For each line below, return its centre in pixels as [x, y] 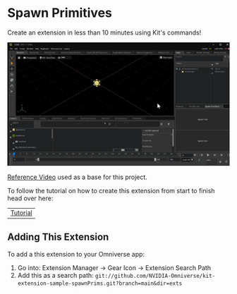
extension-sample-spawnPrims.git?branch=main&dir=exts [100, 283]
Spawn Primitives [60, 13]
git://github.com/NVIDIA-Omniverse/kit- [155, 276]
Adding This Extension [58, 237]
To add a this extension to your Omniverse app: [76, 254]
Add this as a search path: [55, 275]
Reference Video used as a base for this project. [78, 177]
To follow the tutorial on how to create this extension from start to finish [111, 190]
